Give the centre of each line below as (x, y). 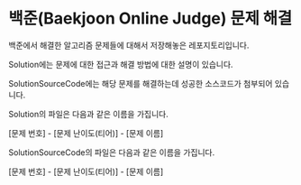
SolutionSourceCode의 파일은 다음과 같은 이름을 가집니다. (112, 152)
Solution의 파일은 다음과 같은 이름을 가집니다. (88, 114)
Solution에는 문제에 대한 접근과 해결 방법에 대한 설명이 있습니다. (121, 64)
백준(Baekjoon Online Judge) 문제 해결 (150, 18)
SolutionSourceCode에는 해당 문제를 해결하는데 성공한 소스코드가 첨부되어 (141, 83)
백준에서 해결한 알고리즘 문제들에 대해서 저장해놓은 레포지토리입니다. (129, 45)
